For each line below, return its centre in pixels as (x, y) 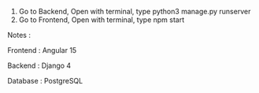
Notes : (19, 35)
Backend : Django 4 (39, 65)
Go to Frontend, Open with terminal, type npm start (102, 20)
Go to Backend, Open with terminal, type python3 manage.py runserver (135, 11)
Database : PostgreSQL (45, 81)
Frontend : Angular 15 (42, 50)
